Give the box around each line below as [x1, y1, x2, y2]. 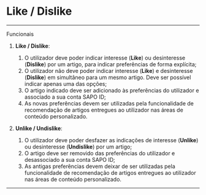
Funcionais [6, 30, 34, 37]
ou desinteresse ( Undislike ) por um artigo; [24, 143, 132, 150]
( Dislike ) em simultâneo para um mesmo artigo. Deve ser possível [24, 74, 191, 81]
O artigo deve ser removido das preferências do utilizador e [24, 149, 175, 157]
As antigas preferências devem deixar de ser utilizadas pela [24, 162, 176, 170]
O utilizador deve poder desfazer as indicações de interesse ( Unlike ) [24, 136, 199, 143]
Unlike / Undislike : [15, 124, 63, 132]
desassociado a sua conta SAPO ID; [24, 156, 115, 163]
